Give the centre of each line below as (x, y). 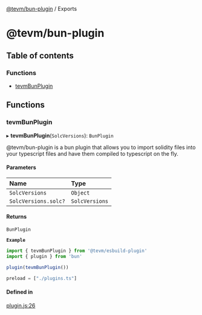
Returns (17, 217)
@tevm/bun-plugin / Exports (42, 9)
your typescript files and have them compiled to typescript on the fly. (92, 153)
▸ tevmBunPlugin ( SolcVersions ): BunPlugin (60, 135)
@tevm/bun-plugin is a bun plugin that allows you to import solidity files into (101, 147)
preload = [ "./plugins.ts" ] (42, 278)
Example (16, 240)
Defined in (20, 292)
